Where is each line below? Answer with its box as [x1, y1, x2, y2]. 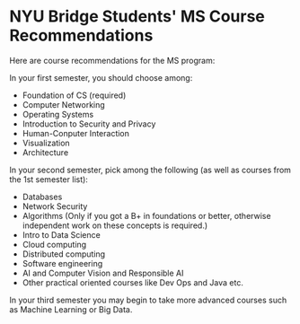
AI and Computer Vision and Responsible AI [22, 267, 184, 278]
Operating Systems [22, 109, 94, 119]
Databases [22, 191, 63, 202]
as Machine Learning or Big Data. [9, 303, 133, 315]
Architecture [22, 146, 69, 158]
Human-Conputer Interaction [22, 127, 130, 138]
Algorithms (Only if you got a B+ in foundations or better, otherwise [22, 210, 271, 221]
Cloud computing [22, 239, 87, 250]
